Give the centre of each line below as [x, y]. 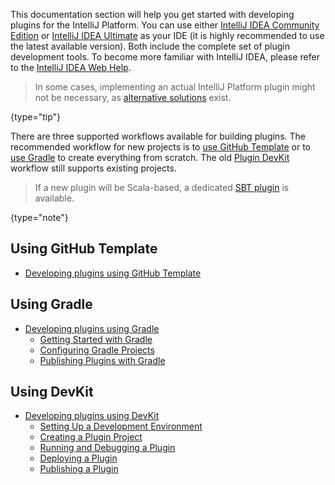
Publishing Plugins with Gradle [102, 360]
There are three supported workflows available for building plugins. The [158, 136]
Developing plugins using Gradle [92, 328]
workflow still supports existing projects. [93, 168]
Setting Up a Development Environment [121, 426]
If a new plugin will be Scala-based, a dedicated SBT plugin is [162, 187]
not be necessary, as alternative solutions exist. [133, 97]
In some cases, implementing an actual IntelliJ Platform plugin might [175, 87]
